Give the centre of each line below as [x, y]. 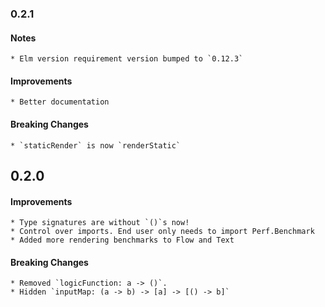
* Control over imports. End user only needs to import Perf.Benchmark [162, 232]
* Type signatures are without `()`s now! [100, 223]
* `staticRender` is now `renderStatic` [96, 145]
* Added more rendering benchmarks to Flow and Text [122, 240]
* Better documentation [60, 102]
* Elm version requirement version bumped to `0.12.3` [127, 59]
